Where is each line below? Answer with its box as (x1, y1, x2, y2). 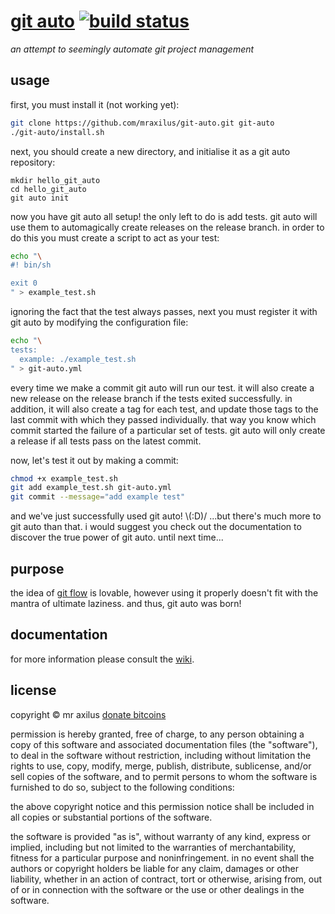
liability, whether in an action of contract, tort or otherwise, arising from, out (10, 873, 323, 885)
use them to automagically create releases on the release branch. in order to (10, 221, 325, 233)
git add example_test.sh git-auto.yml (10, 483, 172, 493)
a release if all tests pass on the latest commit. (10, 435, 202, 447)
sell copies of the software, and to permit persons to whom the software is (10, 770, 318, 782)
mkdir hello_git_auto (10, 175, 101, 185)
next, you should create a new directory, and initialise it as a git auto (10, 145, 291, 157)
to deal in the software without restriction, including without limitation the (10, 749, 312, 761)
